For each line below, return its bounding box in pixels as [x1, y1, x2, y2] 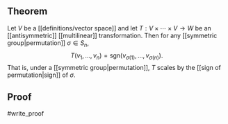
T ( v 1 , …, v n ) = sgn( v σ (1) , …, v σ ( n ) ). [70, 51, 163, 61]
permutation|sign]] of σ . [7, 71, 76, 79]
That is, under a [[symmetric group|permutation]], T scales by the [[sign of [7, 64, 221, 72]
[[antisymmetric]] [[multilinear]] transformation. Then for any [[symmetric [7, 31, 218, 39]
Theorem [7, 6, 48, 17]
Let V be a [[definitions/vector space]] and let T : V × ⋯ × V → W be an [7, 24, 212, 32]
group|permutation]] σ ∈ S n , [7, 38, 89, 48]
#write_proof [7, 109, 44, 118]
